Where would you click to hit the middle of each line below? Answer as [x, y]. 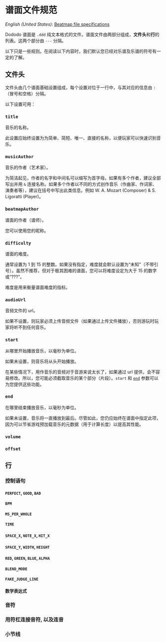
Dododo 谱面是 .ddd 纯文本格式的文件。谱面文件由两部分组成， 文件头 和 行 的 [82, 34]
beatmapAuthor [22, 209]
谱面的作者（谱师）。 [26, 220]
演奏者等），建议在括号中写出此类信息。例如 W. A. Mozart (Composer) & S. [81, 190]
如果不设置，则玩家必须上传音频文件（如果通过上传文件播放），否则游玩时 [80, 321]
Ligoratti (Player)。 [24, 197]
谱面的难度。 [18, 254]
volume [13, 437]
